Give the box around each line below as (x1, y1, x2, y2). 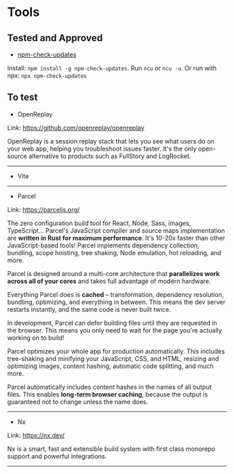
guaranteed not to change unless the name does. (7, 397, 148, 406)
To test (7, 91, 38, 103)
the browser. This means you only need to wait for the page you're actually (7, 326, 222, 335)
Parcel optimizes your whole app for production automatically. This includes (7, 346, 225, 355)
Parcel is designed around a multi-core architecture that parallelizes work (7, 269, 220, 277)
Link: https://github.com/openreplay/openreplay (7, 123, 145, 132)
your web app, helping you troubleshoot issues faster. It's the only (7, 144, 197, 153)
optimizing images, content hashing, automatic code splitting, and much (7, 362, 214, 370)
